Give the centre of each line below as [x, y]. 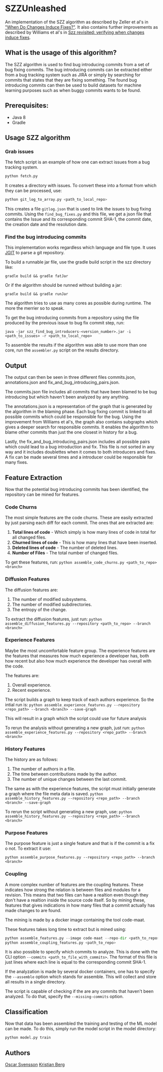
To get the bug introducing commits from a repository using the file [72, 318]
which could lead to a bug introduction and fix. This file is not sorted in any [80, 447]
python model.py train [28, 1038]
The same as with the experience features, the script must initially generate [80, 789]
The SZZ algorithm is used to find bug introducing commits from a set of [77, 64]
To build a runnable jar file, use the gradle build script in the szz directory [78, 262]
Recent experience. [32, 690]
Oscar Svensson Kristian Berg [35, 1064]
